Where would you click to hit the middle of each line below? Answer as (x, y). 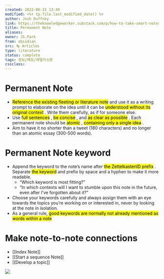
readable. (22, 177)
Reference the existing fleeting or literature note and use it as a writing (83, 102)
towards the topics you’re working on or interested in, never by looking (83, 203)
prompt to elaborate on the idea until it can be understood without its (81, 107)
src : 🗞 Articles (22, 46)
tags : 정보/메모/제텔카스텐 (29, 60)
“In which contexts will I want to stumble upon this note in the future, (88, 187)
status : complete (23, 55)
